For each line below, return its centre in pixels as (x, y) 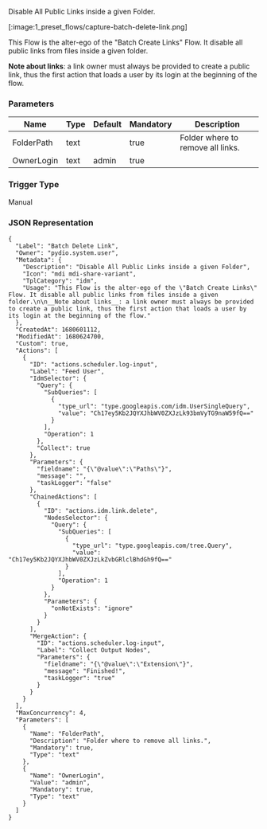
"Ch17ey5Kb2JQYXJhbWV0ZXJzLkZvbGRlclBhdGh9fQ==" (90, 559)
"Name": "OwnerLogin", (67, 776)
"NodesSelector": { (76, 518)
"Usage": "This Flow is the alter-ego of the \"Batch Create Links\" (140, 287)
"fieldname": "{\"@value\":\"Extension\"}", (118, 664)
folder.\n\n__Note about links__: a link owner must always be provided (131, 302)
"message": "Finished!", (85, 671)
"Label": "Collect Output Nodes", (94, 650)
